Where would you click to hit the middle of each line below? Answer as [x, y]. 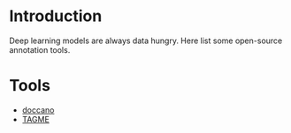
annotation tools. [40, 49]
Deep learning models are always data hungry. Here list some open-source [146, 41]
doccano [38, 110]
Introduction [56, 16]
